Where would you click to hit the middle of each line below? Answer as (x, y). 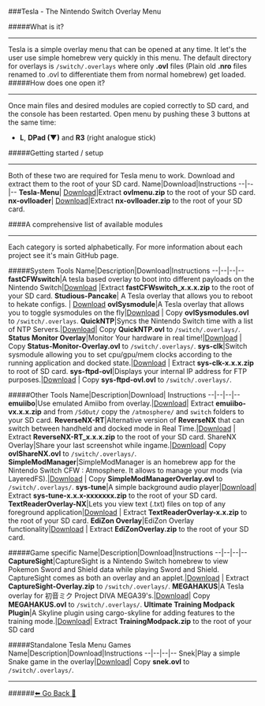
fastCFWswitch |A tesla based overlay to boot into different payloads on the (131, 279)
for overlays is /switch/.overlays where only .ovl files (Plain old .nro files (127, 66)
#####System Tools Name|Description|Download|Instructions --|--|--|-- (126, 271)
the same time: (32, 122)
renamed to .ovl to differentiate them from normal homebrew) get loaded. (127, 75)
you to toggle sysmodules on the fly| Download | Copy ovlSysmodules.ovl (129, 312)
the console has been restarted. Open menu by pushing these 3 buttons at (129, 114)
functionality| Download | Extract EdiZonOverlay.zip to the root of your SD (129, 529)
